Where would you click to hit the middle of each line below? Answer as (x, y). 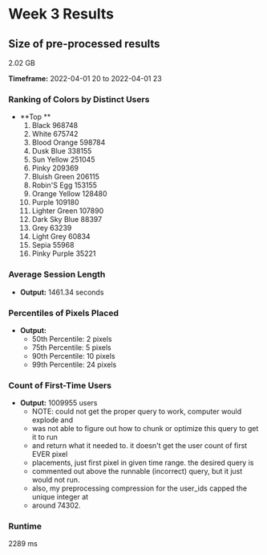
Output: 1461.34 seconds (62, 292)
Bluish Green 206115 (66, 177)
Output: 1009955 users (59, 403)
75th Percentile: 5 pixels (71, 347)
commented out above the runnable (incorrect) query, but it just (137, 471)
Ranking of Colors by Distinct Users (79, 99)
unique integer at (60, 497)
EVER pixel (50, 454)
